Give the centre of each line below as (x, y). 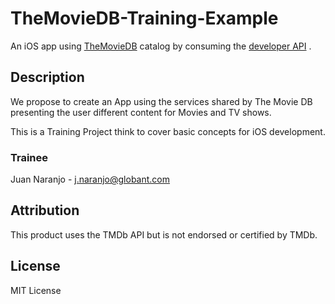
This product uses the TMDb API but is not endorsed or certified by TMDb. (164, 234)
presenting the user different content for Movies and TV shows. (141, 112)
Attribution (45, 210)
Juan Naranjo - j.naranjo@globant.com (90, 179)
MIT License (36, 290)
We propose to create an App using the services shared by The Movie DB (161, 101)
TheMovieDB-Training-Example (144, 18)
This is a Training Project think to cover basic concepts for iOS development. (168, 131)
